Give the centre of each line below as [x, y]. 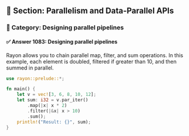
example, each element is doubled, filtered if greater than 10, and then [92, 61]
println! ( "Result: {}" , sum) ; [54, 122]
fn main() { [21, 89]
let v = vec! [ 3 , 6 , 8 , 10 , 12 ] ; [56, 95]
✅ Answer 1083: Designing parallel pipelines [62, 41]
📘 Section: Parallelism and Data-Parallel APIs [90, 11]
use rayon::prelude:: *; [35, 78]
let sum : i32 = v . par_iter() [53, 100]
